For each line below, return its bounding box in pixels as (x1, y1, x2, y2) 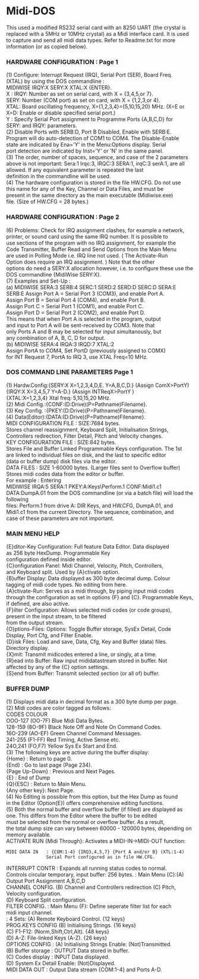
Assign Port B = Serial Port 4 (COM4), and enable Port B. (6, 296, 146, 303)
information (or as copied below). (6, 43, 88, 50)
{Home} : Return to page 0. (6, 755, 72, 763)
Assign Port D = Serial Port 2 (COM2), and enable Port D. (6, 309, 146, 316)
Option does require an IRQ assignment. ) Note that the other (6, 258, 155, 265)
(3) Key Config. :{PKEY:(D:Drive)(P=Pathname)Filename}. (6, 407, 146, 414)
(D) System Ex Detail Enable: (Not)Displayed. (6, 960, 116, 967)
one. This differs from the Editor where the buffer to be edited (6, 812, 157, 819)
